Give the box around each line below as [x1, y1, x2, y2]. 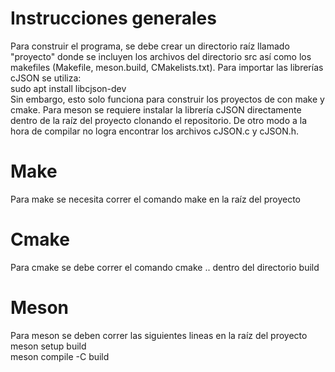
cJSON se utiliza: [10, 72, 82, 84]
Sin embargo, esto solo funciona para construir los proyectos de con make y [10, 93, 325, 105]
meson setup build [10, 340, 87, 352]
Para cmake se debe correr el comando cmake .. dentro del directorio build [10, 261, 320, 273]
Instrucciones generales [10, 7, 217, 30]
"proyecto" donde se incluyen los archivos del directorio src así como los [10, 50, 312, 62]
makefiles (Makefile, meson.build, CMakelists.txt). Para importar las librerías [10, 61, 324, 73]
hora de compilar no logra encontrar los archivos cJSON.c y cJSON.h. [10, 125, 300, 137]
